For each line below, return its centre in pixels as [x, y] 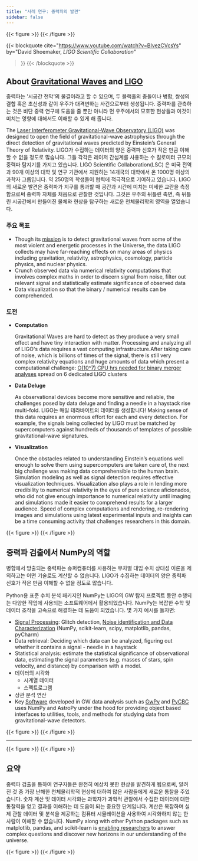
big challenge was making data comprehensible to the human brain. [97, 471]
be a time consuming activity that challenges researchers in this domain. [103, 521]
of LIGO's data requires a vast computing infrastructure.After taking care [103, 349]
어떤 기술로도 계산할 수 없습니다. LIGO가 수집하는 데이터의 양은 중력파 [106, 575]
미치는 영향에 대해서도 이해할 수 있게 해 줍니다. [60, 119]
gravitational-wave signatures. [52, 436]
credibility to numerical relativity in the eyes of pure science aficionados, [103, 490]
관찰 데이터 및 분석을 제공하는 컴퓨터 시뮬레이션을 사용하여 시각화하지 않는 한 [100, 813]
